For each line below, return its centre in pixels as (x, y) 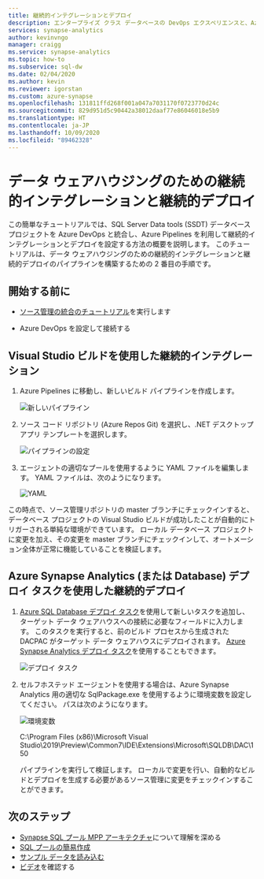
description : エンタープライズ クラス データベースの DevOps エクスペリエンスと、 (130, 23)
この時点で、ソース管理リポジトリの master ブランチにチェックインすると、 (131, 510)
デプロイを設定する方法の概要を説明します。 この (150, 244)
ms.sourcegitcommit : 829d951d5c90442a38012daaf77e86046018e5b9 (114, 111)
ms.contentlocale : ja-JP (49, 125)
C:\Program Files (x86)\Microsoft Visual (84, 736)
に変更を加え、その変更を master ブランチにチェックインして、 (111, 539)
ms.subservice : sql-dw (45, 67)
